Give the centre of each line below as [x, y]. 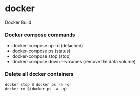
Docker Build [18, 22]
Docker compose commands [40, 35]
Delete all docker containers [39, 74]
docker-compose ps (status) [41, 51]
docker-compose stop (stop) [41, 56]
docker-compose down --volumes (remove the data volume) [74, 62]
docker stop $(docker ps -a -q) [38, 84]
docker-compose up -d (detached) [48, 46]
